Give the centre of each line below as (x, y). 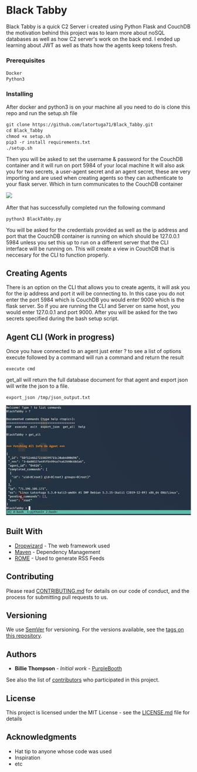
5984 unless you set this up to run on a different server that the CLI (87, 242)
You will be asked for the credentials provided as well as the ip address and (97, 230)
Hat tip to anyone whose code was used (63, 751)
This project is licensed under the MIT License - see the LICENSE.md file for (98, 712)
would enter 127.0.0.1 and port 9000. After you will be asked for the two (92, 313)
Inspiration (27, 757)
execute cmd (21, 369)
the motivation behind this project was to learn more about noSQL (86, 32)
